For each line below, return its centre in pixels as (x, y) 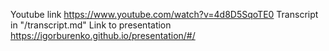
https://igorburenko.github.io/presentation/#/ (103, 35)
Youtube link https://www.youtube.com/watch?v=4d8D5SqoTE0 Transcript (164, 14)
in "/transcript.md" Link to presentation (91, 25)
